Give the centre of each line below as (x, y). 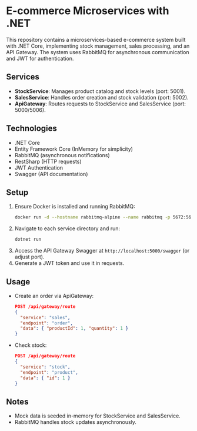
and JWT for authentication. (40, 58)
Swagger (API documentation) (51, 174)
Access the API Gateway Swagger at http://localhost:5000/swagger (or (102, 251)
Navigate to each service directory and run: (67, 228)
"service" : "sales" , (45, 317)
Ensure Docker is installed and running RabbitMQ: (75, 207)
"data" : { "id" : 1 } (45, 378)
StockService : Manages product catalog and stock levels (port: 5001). (100, 91)
